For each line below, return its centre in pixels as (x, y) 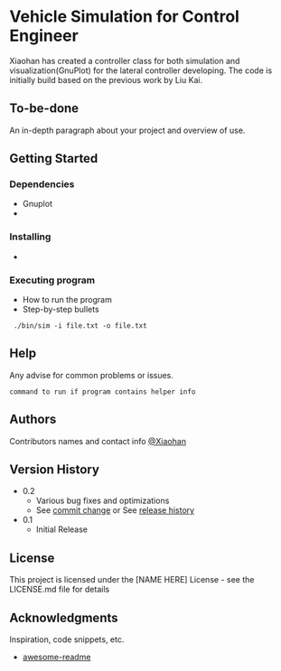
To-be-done (44, 109)
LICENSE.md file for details (60, 590)
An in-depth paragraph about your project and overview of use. (127, 130)
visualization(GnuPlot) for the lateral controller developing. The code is (141, 70)
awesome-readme (56, 657)
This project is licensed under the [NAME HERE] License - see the (132, 580)
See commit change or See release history (115, 510)
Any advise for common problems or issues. (92, 375)
